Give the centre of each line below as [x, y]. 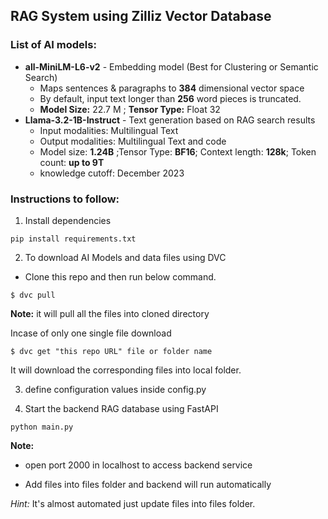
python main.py [42, 427]
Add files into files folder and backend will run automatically [148, 484]
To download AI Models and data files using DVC [125, 257]
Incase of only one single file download [91, 333]
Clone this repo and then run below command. [120, 276]
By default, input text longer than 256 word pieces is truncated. [170, 98]
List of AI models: [53, 45]
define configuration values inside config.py [115, 389]
